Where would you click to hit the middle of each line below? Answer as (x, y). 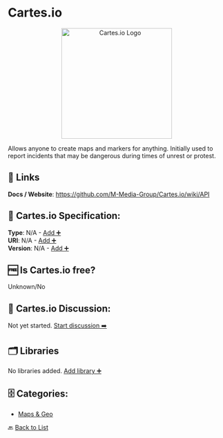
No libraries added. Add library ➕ (55, 371)
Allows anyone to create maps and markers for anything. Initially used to (110, 148)
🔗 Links (24, 178)
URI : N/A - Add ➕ (32, 240)
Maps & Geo (36, 414)
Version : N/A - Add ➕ (39, 248)
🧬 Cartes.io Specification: (64, 216)
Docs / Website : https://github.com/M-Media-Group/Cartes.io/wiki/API (109, 194)
